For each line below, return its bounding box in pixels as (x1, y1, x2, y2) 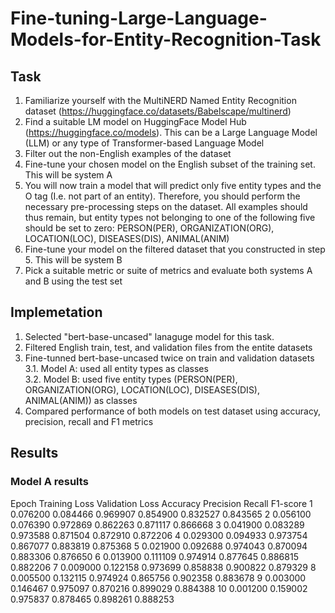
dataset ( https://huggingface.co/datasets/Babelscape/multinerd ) (24, 105, 292, 117)
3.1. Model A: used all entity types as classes (24, 362, 209, 374)
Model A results (10, 475, 89, 489)
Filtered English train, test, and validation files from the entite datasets (24, 341, 313, 353)
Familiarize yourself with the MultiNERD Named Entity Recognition (24, 95, 297, 106)
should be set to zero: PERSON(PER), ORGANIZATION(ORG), (24, 222, 275, 234)
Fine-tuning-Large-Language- (10, 7, 268, 30)
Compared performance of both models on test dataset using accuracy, (24, 405, 321, 417)
